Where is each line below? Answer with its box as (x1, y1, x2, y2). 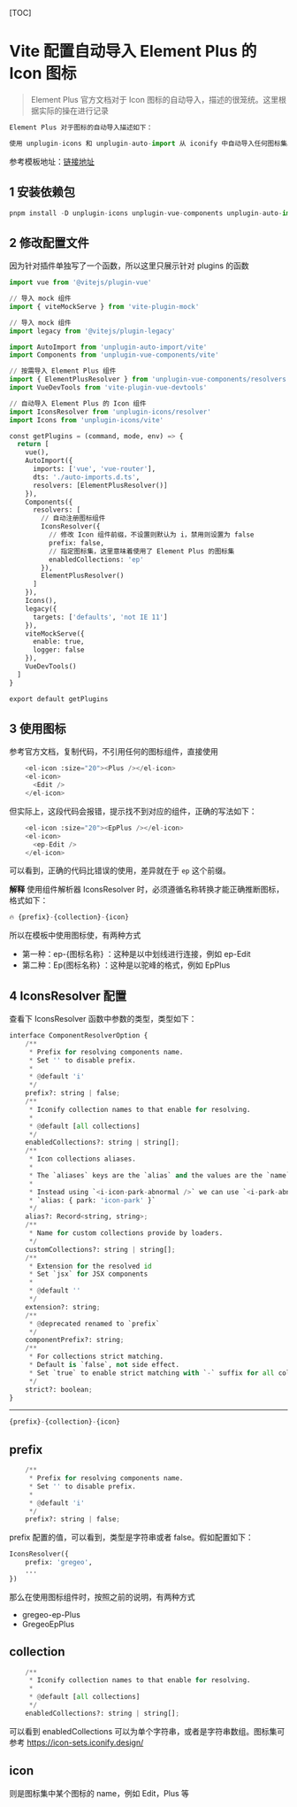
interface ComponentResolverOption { (9, 1031, 148, 1040)
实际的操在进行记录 (38, 105, 109, 116)
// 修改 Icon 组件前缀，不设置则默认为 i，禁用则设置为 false (48, 530, 255, 539)
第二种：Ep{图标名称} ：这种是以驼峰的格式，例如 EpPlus (21, 960, 231, 970)
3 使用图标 (9, 721, 66, 736)
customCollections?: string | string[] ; (25, 1245, 176, 1254)
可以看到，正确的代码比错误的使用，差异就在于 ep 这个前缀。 (9, 865, 232, 876)
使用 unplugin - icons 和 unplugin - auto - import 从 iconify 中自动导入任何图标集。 (9, 139, 294, 148)
